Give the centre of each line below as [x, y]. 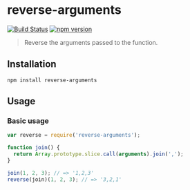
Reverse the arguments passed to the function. [91, 42]
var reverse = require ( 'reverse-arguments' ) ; [74, 135]
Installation [32, 64]
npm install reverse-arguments [52, 80]
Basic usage [28, 121]
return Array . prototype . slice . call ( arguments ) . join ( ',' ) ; [99, 154]
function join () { [34, 148]
